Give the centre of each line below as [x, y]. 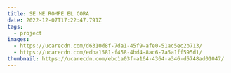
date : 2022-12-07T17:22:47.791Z [54, 20]
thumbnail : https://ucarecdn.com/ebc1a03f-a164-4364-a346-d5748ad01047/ [116, 59]
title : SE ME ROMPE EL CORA [48, 14]
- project [28, 33]
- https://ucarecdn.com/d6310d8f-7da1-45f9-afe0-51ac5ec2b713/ [108, 46]
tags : [15, 26]
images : [19, 40]
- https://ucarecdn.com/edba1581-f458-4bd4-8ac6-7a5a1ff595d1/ [108, 53]
